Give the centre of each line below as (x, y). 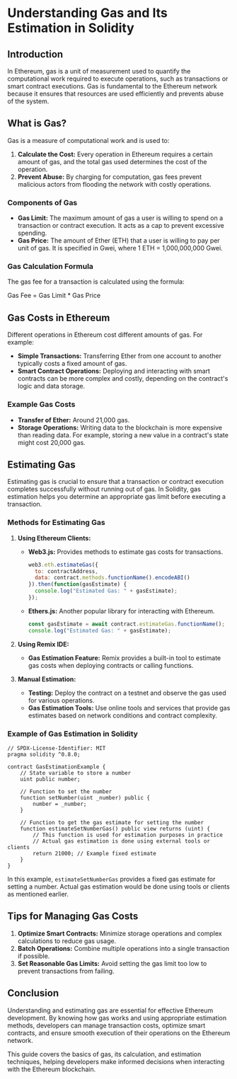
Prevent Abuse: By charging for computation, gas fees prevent (109, 177)
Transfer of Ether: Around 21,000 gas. (74, 420)
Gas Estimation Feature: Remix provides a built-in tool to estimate (125, 658)
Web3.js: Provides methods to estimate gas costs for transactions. (126, 552)
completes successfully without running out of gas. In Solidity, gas (104, 489)
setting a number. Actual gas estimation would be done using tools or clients (118, 887)
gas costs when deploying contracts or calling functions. (111, 665)
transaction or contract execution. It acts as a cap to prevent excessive (121, 226)
